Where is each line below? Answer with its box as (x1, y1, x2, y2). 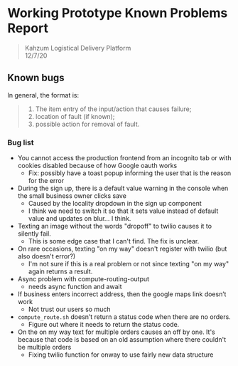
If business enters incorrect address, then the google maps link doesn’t (17, 290, 227, 298)
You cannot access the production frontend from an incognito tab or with (17, 154, 232, 162)
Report (7, 20, 48, 36)
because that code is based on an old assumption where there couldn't (17, 335, 227, 344)
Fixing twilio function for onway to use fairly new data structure (28, 350, 214, 359)
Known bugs (7, 72, 65, 84)
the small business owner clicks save (17, 192, 126, 200)
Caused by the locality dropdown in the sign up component (28, 199, 202, 208)
